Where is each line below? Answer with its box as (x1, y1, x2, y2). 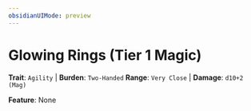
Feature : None (8, 95, 57, 105)
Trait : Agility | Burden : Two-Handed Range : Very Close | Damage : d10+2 (8, 73, 244, 82)
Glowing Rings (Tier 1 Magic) (8, 46, 202, 64)
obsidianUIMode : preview (8, 11, 91, 20)
